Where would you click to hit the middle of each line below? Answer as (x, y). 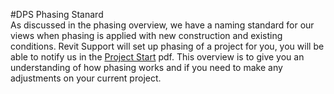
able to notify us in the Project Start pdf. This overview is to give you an (157, 57)
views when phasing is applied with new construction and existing (146, 35)
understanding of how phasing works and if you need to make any (146, 67)
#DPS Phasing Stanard (57, 14)
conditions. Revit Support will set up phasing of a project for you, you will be (167, 46)
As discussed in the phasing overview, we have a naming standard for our (162, 25)
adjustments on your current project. (86, 78)
